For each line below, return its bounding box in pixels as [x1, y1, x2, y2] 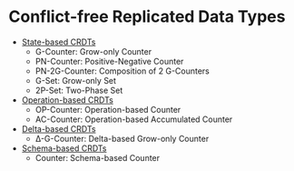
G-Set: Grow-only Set [34, 75, 117, 85]
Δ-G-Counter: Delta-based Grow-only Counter [34, 133, 210, 144]
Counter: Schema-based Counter [34, 152, 161, 163]
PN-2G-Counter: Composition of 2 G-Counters [34, 65, 211, 76]
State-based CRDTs [21, 36, 96, 47]
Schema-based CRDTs [21, 143, 107, 154]
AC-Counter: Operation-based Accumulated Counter [34, 114, 233, 125]
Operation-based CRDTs [21, 94, 114, 106]
